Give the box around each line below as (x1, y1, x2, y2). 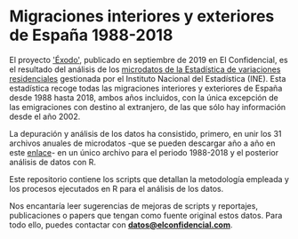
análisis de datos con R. (9, 156, 96, 167)
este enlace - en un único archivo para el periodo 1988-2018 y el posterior (9, 147, 278, 157)
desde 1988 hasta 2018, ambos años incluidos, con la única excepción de (9, 92, 278, 103)
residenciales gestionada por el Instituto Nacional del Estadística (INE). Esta (9, 73, 286, 84)
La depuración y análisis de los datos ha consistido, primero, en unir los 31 (9, 128, 282, 139)
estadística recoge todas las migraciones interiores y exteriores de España (9, 83, 283, 93)
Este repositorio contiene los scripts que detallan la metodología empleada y (9, 173, 289, 184)
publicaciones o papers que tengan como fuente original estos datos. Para (9, 210, 283, 220)
